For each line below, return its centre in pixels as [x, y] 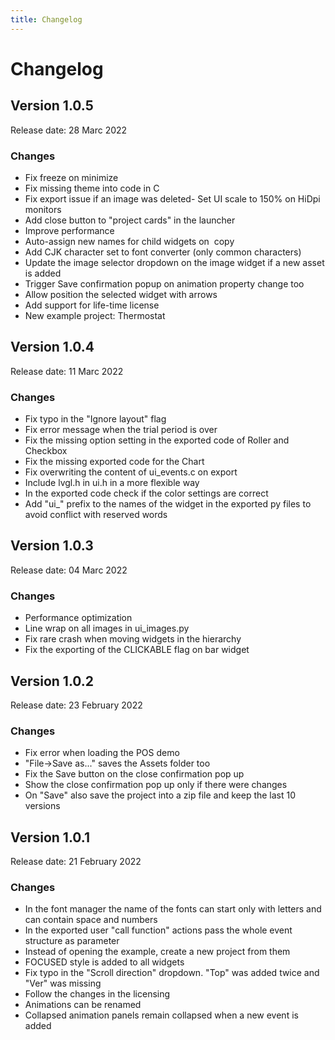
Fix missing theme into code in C [92, 188]
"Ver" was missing [63, 983]
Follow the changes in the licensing [97, 994]
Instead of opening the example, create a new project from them [157, 952]
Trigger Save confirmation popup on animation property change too [164, 283]
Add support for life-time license [92, 305]
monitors [43, 209]
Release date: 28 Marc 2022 [69, 130]
